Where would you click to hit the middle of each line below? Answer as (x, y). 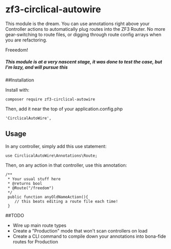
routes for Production (35, 241)
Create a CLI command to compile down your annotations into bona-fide (89, 236)
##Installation (20, 80)
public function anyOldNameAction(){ (48, 197)
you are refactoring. (26, 40)
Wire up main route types (40, 225)
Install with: (17, 90)
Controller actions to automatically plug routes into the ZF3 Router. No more (85, 29)
